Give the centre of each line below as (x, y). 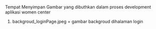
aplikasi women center (28, 12)
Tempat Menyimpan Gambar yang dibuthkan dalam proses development (78, 7)
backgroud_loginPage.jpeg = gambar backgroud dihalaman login (78, 22)
